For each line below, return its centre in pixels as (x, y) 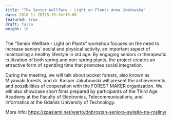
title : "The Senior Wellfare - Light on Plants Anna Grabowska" (75, 10)
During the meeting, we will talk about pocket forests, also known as (78, 75)
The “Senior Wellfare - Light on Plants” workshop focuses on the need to (82, 43)
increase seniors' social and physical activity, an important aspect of (78, 49)
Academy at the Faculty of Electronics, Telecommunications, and (74, 97)
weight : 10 (17, 29)
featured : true (22, 19)
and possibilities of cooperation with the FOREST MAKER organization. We (84, 86)
